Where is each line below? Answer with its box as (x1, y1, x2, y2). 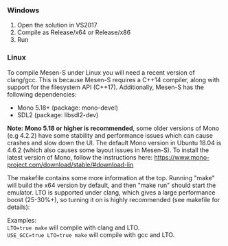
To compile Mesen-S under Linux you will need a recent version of (7, 68, 196, 77)
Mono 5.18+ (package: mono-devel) (16, 103, 119, 112)
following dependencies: (7, 90, 77, 98)
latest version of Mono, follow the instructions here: (7, 153, 153, 161)
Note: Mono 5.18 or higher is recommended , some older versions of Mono (7, 124, 220, 132)
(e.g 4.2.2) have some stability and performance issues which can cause (7, 131, 213, 139)
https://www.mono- (154, 153, 210, 161)
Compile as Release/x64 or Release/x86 (16, 28, 131, 36)
